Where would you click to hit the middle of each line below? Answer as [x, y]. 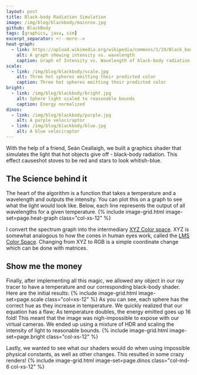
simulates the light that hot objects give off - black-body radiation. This [92, 154]
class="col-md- [171, 360]
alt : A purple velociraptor [51, 121]
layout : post [22, 11]
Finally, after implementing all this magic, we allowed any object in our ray [95, 280]
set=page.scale [25, 299]
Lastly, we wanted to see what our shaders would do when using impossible [98, 348]
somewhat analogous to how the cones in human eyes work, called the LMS [98, 236]
